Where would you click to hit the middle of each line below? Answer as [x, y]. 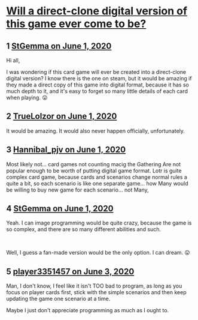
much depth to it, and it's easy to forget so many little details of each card [97, 91]
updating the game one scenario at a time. [58, 299]
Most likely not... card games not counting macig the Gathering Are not [94, 164]
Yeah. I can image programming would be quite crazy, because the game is [99, 223]
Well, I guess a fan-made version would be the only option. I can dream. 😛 [98, 253]
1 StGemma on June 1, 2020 [59, 46]
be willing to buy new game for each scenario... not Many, [78, 190]
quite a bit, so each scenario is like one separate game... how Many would [97, 183]
